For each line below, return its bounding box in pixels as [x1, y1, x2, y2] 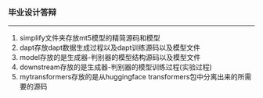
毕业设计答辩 [8, 6, 57, 17]
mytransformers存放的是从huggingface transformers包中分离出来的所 [19, 72, 245, 82]
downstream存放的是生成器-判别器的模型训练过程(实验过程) [19, 62, 213, 72]
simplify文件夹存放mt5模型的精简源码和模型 [19, 33, 160, 43]
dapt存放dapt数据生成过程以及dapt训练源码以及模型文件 [19, 43, 201, 52]
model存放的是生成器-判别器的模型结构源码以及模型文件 [19, 53, 201, 62]
